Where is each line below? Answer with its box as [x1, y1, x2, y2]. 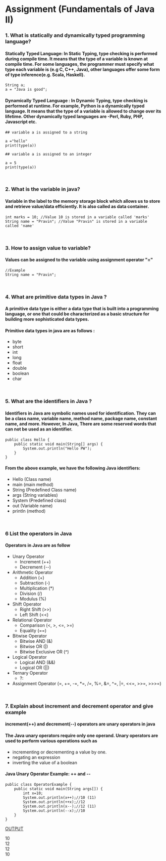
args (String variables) [12, 492, 58, 498]
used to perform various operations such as [5, 738, 98, 744]
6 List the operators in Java [5, 530, 72, 537]
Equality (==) [19, 627, 47, 633]
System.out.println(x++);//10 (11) [23, 795, 97, 800]
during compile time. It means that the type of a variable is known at [5, 56, 148, 62]
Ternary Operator [12, 670, 48, 676]
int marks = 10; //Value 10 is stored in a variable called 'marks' [5, 214, 150, 220]
